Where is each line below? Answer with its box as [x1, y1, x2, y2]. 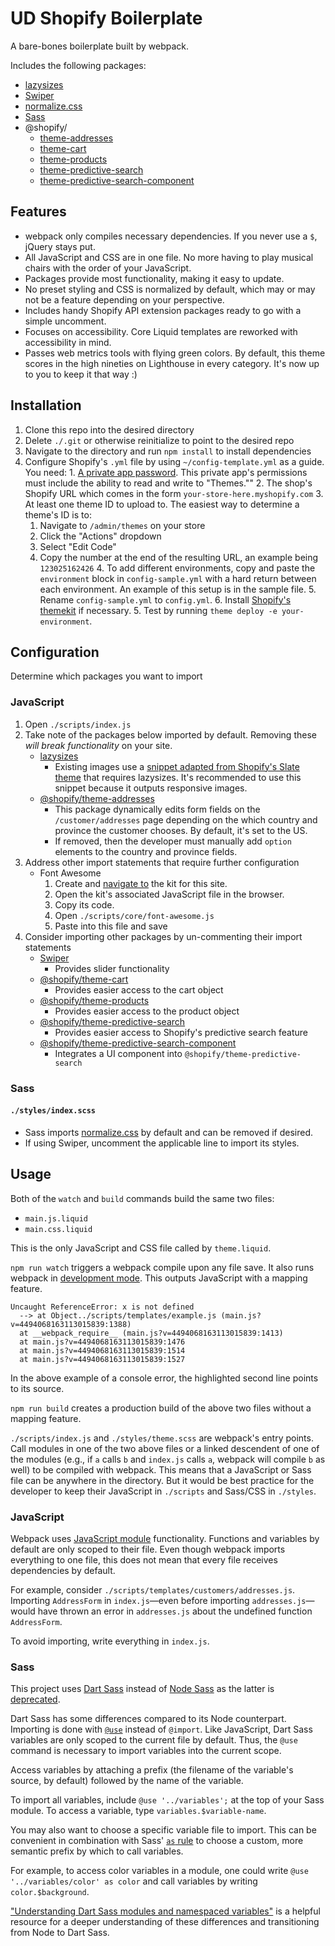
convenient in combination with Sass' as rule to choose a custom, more [10, 1835, 304, 1847]
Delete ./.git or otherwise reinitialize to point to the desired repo [24, 434, 295, 446]
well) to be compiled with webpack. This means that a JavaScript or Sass [10, 1463, 312, 1476]
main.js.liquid [24, 1213, 89, 1224]
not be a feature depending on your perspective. [24, 293, 225, 306]
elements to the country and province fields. [54, 845, 238, 857]
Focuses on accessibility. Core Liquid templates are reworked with [24, 325, 298, 337]
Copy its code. [54, 898, 115, 911]
